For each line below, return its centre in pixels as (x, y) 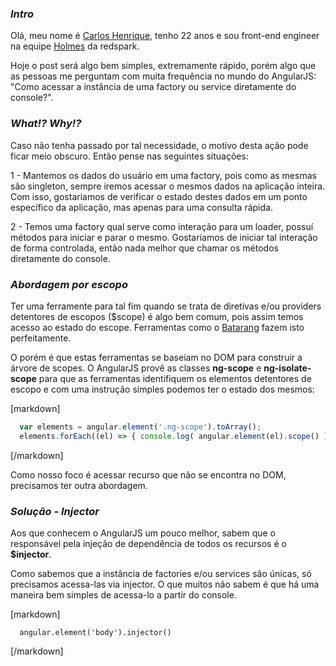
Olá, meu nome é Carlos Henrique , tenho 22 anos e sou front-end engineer (165, 36)
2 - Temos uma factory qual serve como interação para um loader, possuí (162, 226)
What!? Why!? (46, 124)
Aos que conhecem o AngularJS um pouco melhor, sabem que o (143, 533)
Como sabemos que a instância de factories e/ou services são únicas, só (161, 573)
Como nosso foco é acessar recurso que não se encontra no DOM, (148, 474)
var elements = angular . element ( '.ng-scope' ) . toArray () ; (140, 427)
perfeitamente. (41, 338)
